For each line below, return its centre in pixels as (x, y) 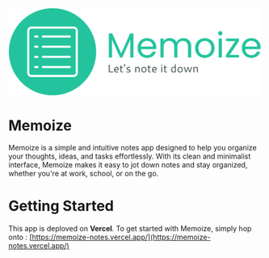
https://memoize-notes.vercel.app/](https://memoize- (122, 237)
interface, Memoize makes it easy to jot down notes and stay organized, (128, 165)
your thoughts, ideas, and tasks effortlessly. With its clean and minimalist (130, 156)
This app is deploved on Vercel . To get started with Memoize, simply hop (130, 229)
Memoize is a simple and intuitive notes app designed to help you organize (132, 148)
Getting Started (61, 206)
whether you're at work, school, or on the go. (84, 174)
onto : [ (20, 237)
